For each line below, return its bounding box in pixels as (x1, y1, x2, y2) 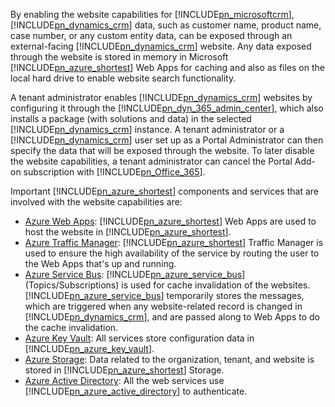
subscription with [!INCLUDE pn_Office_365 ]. (23, 166, 206, 178)
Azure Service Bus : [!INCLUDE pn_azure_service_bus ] (24, 269, 246, 280)
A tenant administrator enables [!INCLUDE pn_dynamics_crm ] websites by (10, 92, 313, 103)
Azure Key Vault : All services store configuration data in (24, 332, 255, 344)
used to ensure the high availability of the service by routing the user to (24, 247, 320, 259)
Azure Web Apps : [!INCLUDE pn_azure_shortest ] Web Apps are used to (24, 215, 317, 227)
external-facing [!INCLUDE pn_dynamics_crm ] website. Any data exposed (10, 40, 312, 52)
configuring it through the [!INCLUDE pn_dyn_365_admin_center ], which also (10, 102, 324, 114)
